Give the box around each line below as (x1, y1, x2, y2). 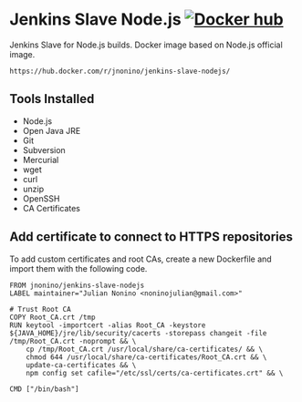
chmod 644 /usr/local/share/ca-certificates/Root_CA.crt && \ (26, 352, 267, 362)
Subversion (22, 144, 66, 155)
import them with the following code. (9, 263, 148, 273)
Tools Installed (9, 91, 95, 107)
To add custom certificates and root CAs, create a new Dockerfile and (9, 253, 272, 264)
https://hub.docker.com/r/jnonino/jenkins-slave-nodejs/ (9, 67, 231, 76)
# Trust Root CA (9, 304, 71, 314)
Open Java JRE (22, 125, 81, 136)
